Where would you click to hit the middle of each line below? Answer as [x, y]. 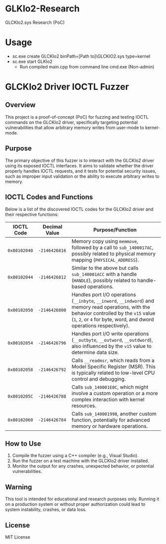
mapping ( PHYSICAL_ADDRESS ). [105, 260]
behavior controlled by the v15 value [113, 313]
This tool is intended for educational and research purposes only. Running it [82, 499]
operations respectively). [101, 326]
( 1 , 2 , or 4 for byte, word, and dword [113, 319]
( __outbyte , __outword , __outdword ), [112, 340]
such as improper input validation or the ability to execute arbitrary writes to [82, 176]
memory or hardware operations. [110, 426]
